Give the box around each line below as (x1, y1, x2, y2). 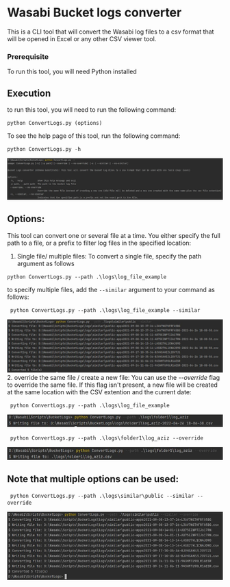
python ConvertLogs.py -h (7, 146, 81, 153)
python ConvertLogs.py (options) (7, 120, 103, 127)
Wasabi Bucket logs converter (7, 5, 182, 21)
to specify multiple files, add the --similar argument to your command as (7, 285, 216, 293)
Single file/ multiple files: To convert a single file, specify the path (16, 252, 202, 260)
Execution (7, 87, 51, 99)
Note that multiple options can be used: (7, 473, 179, 485)
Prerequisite (7, 51, 49, 61)
